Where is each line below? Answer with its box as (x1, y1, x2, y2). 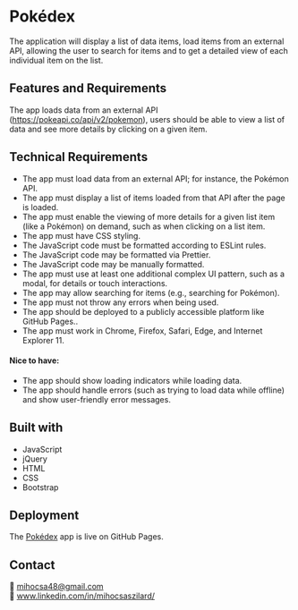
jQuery (21, 453, 47, 464)
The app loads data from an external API (9, 105, 158, 115)
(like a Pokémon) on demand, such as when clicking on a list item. (21, 221, 266, 232)
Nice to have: (9, 355, 60, 366)
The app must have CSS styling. (21, 230, 141, 241)
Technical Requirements (9, 149, 149, 165)
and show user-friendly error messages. (21, 394, 172, 404)
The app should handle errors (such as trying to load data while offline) (21, 385, 285, 395)
